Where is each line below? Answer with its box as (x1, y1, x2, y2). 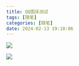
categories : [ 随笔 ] (6, 20, 53, 26)
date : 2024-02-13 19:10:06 (6, 25, 74, 32)
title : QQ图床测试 (6, 8, 49, 15)
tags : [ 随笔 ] (6, 14, 37, 20)
